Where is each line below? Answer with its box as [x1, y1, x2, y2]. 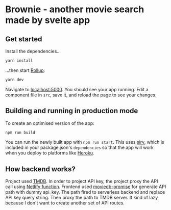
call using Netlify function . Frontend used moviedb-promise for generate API [5, 183, 166, 190]
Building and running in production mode [5, 107, 138, 115]
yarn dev [5, 77, 24, 82]
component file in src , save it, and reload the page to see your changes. [5, 92, 157, 98]
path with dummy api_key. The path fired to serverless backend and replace [5, 189, 165, 195]
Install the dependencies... [5, 48, 61, 54]
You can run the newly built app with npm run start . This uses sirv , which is [5, 139, 164, 145]
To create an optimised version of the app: [5, 120, 94, 126]
